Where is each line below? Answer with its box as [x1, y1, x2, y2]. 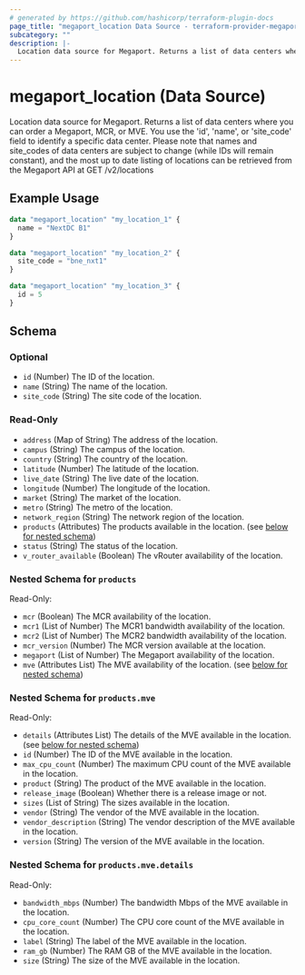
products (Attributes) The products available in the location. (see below [22, 521, 289, 532]
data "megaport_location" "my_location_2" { [9, 248, 181, 257]
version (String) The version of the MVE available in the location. [22, 836, 265, 847]
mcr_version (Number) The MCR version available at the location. [22, 640, 266, 651]
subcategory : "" [9, 30, 71, 39]
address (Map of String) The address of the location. [22, 433, 219, 445]
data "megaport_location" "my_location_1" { [9, 214, 181, 224]
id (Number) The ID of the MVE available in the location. [22, 749, 233, 760]
